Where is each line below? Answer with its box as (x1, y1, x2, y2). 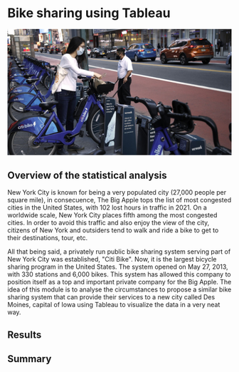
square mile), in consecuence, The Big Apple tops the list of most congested (7, 196, 232, 205)
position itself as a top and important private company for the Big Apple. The (7, 278, 232, 286)
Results (7, 329, 42, 341)
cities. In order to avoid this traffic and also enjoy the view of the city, (7, 219, 210, 227)
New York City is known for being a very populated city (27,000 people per (7, 188, 227, 197)
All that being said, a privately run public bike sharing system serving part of (7, 247, 231, 256)
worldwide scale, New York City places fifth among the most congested (7, 211, 218, 219)
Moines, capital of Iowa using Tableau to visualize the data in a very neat (7, 301, 221, 309)
